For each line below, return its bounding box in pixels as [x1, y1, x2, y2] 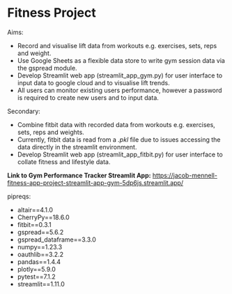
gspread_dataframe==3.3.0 [17, 235, 96, 244]
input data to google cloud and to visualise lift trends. [17, 78, 171, 87]
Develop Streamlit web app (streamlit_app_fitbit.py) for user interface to [17, 150, 223, 159]
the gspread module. [17, 64, 78, 72]
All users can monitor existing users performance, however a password [17, 86, 222, 94]
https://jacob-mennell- [152, 171, 218, 179]
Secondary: [7, 107, 40, 115]
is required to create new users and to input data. [17, 93, 159, 102]
